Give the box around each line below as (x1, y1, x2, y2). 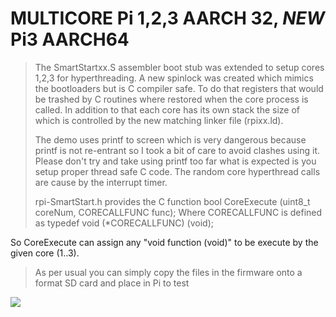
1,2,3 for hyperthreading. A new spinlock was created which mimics (34, 72, 314, 84)
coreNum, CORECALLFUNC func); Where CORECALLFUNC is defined (34, 206, 323, 218)
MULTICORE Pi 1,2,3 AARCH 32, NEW (10, 7, 325, 30)
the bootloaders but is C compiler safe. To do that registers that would (34, 82, 324, 94)
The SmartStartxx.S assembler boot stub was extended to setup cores (34, 61, 325, 73)
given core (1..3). (10, 247, 80, 259)
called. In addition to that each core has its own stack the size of (34, 103, 301, 116)
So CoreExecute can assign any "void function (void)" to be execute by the (10, 236, 319, 248)
